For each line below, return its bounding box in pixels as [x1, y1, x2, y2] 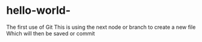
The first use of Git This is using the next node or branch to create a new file [6, 23, 196, 31]
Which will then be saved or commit [6, 29, 95, 37]
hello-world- [6, 4, 71, 17]
